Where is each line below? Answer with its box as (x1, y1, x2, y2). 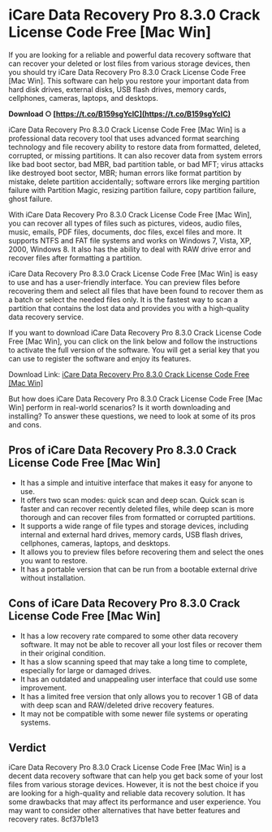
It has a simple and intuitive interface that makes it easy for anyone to (19, 478, 253, 488)
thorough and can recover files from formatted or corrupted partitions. (19, 512, 256, 522)
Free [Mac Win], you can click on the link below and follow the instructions (8, 336, 258, 346)
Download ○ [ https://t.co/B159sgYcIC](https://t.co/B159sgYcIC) (8, 108, 231, 119)
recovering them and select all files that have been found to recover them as (8, 286, 264, 296)
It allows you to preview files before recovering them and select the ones (19, 547, 264, 557)
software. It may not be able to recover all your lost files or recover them (19, 639, 262, 649)
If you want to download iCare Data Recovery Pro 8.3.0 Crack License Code (8, 327, 262, 337)
